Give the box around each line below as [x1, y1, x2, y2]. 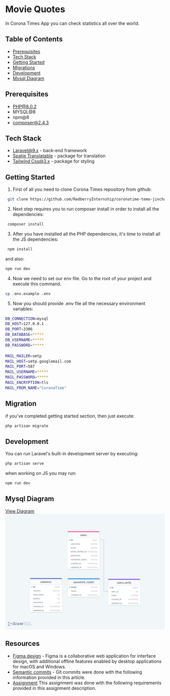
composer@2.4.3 [12, 119, 49, 125]
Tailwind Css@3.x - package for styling [12, 158, 95, 164]
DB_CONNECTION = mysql [5, 316, 49, 321]
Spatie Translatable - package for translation [12, 153, 106, 159]
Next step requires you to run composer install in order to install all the [12, 206, 159, 212]
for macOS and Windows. [12, 664, 66, 670]
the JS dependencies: [12, 236, 59, 242]
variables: [12, 306, 33, 312]
